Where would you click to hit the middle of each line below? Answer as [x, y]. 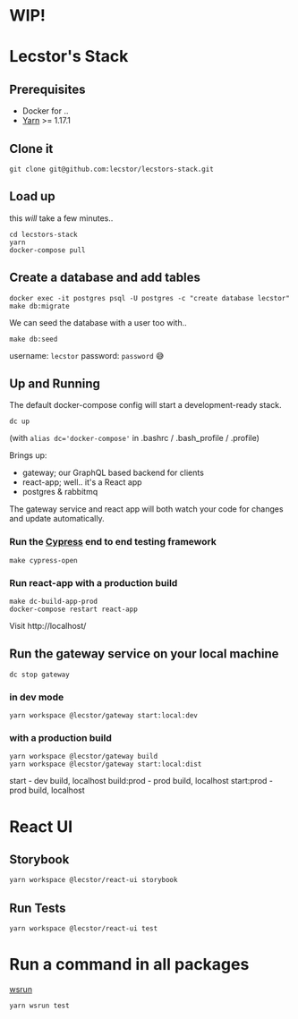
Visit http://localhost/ [48, 626]
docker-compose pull [48, 250]
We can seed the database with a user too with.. [98, 322]
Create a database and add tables [105, 278]
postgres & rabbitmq [60, 492]
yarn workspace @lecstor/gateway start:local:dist [106, 764]
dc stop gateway [39, 675]
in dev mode [37, 697]
